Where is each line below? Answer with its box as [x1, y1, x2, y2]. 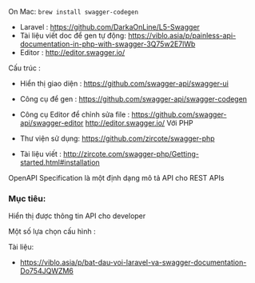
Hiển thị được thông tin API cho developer [8, 211, 146, 221]
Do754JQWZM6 [19, 266, 74, 276]
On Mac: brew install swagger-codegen [8, 7, 138, 16]
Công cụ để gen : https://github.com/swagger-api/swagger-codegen [19, 94, 248, 103]
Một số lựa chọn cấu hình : [8, 227, 96, 237]
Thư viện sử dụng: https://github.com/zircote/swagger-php [19, 134, 215, 143]
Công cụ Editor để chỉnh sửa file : [19, 110, 130, 119]
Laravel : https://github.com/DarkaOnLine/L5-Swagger [19, 22, 200, 31]
